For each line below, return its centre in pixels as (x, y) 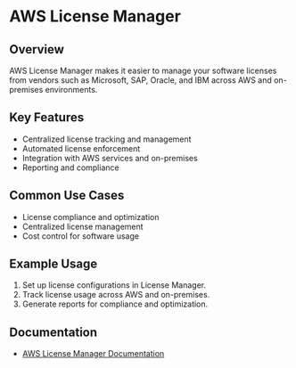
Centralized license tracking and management (107, 139)
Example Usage (53, 264)
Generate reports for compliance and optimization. (115, 304)
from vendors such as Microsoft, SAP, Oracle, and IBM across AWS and (140, 80)
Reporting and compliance (70, 168)
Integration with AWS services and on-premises (110, 158)
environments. (71, 90)
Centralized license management (83, 226)
